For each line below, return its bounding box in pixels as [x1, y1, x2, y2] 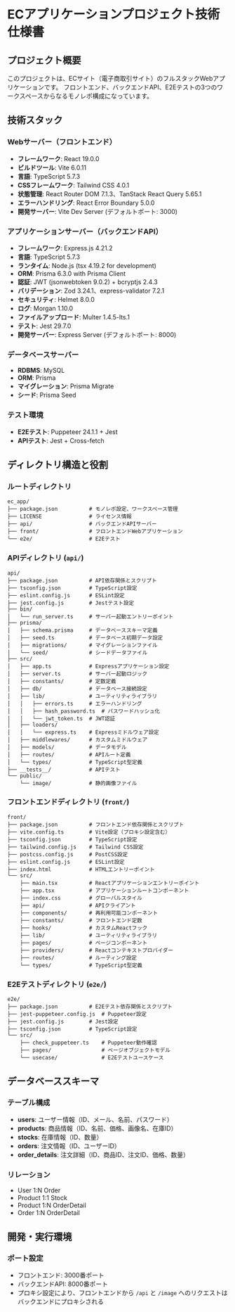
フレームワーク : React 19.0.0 [17, 154, 100, 163]
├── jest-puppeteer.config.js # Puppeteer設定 [7, 1011, 147, 1018]
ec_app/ [7, 498, 30, 505]
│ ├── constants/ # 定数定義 [7, 677, 117, 684]
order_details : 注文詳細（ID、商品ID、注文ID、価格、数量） [17, 1150, 189, 1159]
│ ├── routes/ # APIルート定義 [7, 751, 131, 758]
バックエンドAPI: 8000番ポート [17, 1280, 109, 1288]
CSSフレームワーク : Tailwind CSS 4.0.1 [17, 181, 130, 189]
